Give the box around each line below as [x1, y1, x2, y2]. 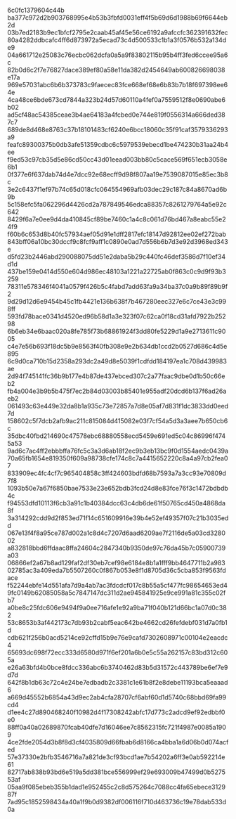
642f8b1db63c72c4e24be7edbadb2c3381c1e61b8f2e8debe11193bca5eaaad [7, 678, 228, 686]
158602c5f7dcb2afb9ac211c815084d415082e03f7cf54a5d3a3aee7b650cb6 [7, 417, 228, 425]
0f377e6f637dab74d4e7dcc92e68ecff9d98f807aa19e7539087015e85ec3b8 [7, 170, 228, 179]
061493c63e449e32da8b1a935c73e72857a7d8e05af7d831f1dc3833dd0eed [7, 402, 229, 410]
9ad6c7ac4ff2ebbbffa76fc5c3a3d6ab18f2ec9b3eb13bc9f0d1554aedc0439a [7, 446, 229, 455]
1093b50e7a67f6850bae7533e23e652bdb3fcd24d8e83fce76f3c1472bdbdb [7, 484, 228, 492]
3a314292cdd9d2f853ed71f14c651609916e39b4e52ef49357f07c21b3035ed [7, 514, 229, 522]
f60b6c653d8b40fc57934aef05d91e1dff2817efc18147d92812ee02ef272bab [7, 230, 227, 238]
